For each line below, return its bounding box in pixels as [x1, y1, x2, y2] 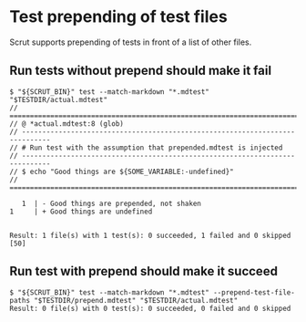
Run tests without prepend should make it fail [9, 63, 271, 78]
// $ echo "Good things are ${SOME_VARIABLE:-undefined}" [9, 167, 234, 176]
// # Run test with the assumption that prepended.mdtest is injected [9, 143, 283, 152]
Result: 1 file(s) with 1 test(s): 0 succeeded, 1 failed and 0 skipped [9, 231, 291, 240]
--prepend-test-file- [212, 287, 296, 297]
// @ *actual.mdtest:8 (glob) [9, 119, 125, 129]
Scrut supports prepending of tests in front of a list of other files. [9, 36, 252, 47]
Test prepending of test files [9, 6, 228, 27]
